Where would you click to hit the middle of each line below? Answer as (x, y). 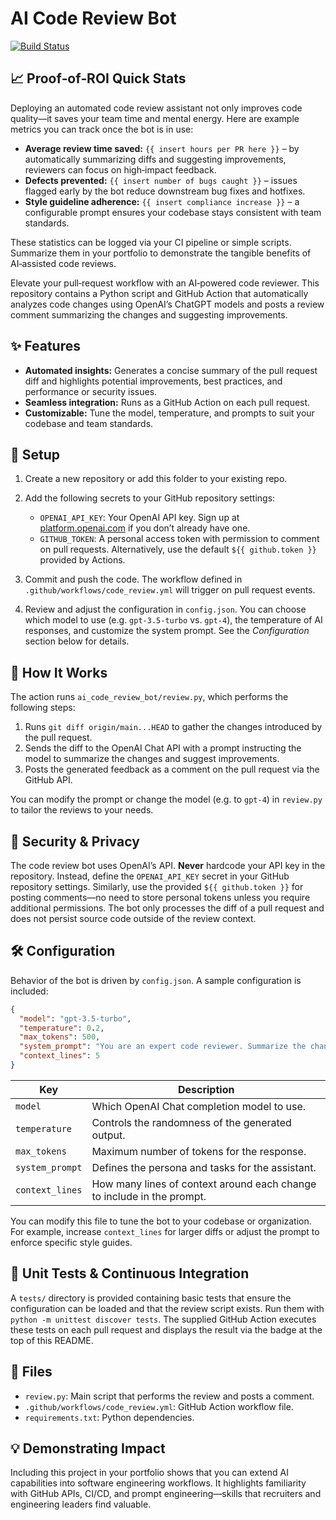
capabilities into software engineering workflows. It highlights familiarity (158, 1483)
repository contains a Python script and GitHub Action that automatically (159, 293)
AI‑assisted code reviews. (63, 263)
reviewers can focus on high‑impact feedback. (120, 169)
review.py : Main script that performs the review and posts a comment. (169, 1396)
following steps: (43, 708)
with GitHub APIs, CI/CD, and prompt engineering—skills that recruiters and (166, 1494)
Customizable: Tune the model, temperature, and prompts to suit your (169, 413)
